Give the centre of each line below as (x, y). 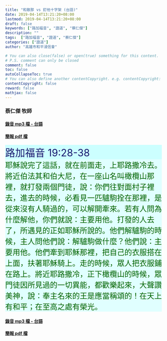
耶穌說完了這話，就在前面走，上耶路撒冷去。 (83, 165)
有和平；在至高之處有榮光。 (54, 307)
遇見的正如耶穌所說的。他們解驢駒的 (91, 231)
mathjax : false (21, 93)
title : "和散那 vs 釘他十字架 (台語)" (42, 10)
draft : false (19, 24)
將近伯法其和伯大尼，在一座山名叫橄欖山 (76, 176)
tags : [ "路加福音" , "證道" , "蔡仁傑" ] (43, 38)
